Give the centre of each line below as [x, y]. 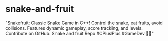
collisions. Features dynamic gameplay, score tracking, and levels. [74, 28]
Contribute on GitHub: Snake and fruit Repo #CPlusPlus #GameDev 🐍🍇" [79, 33]
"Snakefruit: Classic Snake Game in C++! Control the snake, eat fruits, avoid [84, 23]
